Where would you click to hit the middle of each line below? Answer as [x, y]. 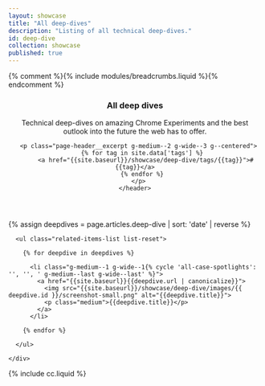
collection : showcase [45, 46]
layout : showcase [37, 16]
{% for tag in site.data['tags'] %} [142, 154]
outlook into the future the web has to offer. [135, 131]
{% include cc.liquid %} [47, 374]
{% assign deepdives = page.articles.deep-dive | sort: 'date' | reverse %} [130, 224]
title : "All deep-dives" [50, 23]
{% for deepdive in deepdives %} [79, 253]
